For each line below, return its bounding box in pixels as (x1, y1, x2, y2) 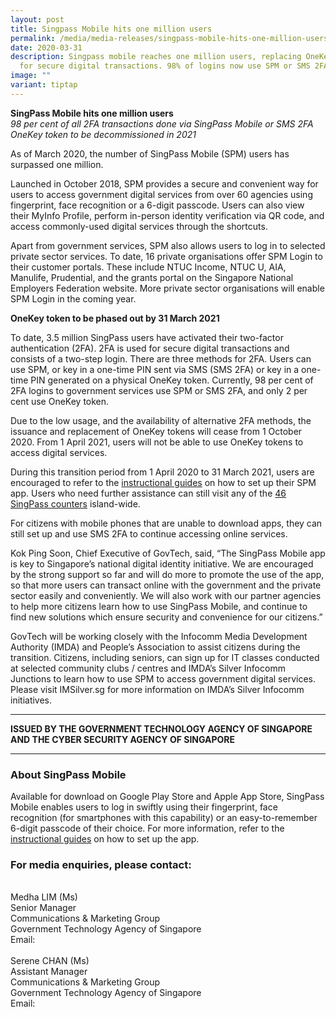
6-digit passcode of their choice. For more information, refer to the (10, 822, 285, 835)
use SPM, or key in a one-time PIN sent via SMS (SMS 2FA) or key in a (10, 363, 300, 375)
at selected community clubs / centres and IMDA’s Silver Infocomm (10, 662, 286, 674)
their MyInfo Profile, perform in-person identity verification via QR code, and (10, 209, 325, 221)
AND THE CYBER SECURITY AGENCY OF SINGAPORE (10, 733, 236, 745)
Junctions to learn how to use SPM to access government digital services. (10, 672, 317, 685)
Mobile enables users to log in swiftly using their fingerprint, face (10, 801, 278, 813)
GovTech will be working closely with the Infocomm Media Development (10, 630, 308, 642)
